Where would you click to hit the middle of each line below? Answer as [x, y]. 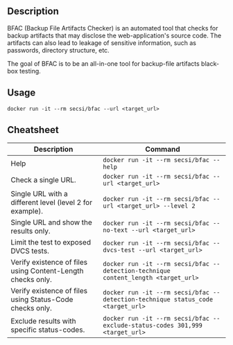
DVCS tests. [30, 251]
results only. [31, 231]
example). [27, 211]
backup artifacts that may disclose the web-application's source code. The [114, 35]
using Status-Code [42, 299]
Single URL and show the [51, 222]
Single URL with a [39, 194]
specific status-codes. [48, 330]
